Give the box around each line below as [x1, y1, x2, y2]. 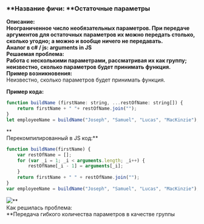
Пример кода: [6, 88, 44, 96]
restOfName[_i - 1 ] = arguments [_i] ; [28, 163, 123, 169]
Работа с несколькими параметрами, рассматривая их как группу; [6, 57, 187, 65]
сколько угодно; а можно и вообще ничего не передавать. [6, 38, 163, 45]
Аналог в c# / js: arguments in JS [6, 44, 92, 51]
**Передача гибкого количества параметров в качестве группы [6, 210, 175, 217]
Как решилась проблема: [6, 204, 73, 211]
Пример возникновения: [6, 70, 73, 77]
